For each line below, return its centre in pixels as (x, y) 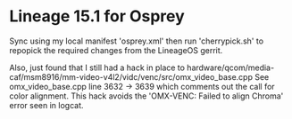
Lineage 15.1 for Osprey (97, 16)
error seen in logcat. (46, 105)
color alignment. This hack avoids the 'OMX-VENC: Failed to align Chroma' (146, 96)
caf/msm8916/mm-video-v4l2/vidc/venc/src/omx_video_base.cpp (131, 76)
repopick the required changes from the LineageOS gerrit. (116, 50)
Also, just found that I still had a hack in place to (97, 67)
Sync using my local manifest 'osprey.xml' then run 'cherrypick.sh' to (137, 41)
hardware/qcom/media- (231, 67)
